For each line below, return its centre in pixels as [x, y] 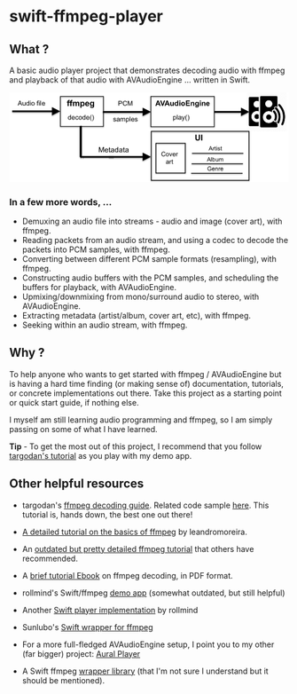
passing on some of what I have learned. [83, 429]
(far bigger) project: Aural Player [81, 653]
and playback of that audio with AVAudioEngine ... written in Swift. [130, 80]
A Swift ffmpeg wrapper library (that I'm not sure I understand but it [145, 671]
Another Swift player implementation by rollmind [110, 610]
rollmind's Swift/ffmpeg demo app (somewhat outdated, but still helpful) [153, 593]
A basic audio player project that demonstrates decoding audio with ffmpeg [147, 70]
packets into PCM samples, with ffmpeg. [96, 249]
